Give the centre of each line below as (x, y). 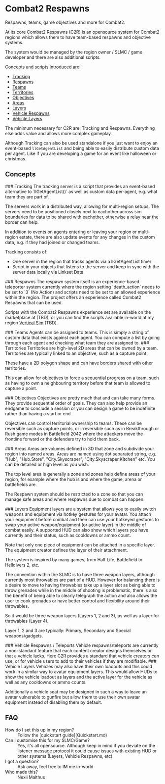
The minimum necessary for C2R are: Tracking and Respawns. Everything (80, 128)
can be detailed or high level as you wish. (47, 464)
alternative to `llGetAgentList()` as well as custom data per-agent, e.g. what (81, 192)
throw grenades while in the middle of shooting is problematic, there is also (81, 590)
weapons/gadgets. (24, 636)
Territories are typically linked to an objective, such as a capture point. (76, 353)
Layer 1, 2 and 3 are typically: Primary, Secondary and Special (68, 630)
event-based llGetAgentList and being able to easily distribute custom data (82, 148)
